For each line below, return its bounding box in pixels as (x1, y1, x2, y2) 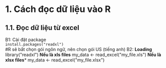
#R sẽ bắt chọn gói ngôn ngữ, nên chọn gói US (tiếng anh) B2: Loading (5, 46, 152, 52)
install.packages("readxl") (5, 42, 64, 47)
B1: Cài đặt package (5, 36, 47, 42)
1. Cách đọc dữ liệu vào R (5, 3, 111, 15)
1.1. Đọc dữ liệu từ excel (5, 23, 79, 32)
